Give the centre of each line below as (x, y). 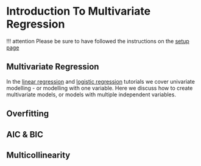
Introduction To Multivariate (79, 11)
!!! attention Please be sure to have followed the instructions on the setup (98, 41)
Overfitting (28, 114)
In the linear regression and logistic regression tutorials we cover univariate (100, 81)
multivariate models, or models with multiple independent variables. (91, 94)
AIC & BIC (25, 135)
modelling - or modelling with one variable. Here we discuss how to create (100, 88)
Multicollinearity (38, 155)
